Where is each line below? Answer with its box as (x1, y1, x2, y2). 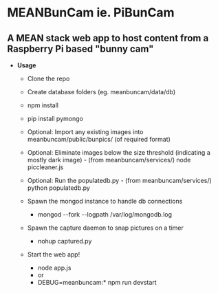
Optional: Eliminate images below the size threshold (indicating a (27, 149, 211, 156)
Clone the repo (27, 74, 70, 83)
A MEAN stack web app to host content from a (7, 32, 209, 44)
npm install (27, 101, 58, 109)
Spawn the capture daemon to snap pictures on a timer (27, 224, 184, 232)
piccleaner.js (27, 163, 64, 171)
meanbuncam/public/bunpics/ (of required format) (27, 135, 171, 143)
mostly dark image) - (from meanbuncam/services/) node (27, 156, 191, 164)
